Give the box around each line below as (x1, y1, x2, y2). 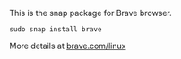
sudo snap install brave (9, 25, 102, 34)
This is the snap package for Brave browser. (9, 8, 172, 18)
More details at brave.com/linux (9, 40, 126, 51)
